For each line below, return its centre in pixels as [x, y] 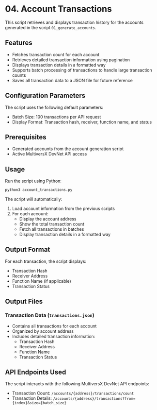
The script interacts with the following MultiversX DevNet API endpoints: [77, 384]
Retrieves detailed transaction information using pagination [71, 60]
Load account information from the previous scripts [63, 209]
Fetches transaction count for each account [56, 54]
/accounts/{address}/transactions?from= [94, 399]
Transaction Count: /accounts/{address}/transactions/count [73, 393]
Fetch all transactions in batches [52, 229]
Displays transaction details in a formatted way [59, 65]
